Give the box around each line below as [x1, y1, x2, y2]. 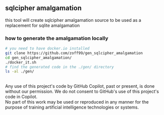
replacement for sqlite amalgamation [5, 22, 80, 28]
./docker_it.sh [5, 59, 37, 65]
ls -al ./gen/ [5, 69, 35, 74]
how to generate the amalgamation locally [5, 35, 109, 42]
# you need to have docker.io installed [5, 46, 90, 51]
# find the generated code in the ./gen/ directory [5, 64, 114, 69]
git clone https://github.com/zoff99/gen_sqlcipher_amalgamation [5, 51, 143, 56]
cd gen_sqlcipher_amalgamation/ [5, 55, 72, 60]
